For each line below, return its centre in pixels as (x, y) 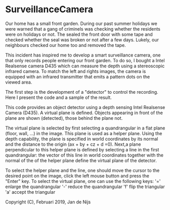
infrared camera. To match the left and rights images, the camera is (76, 71)
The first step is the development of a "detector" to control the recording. (82, 92)
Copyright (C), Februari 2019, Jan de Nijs (48, 202)
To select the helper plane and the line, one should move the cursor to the (82, 170)
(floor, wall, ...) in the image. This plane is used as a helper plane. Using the (84, 133)
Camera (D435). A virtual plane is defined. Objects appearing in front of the (84, 113)
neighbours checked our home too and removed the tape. (65, 45)
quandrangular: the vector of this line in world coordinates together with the (84, 155)
